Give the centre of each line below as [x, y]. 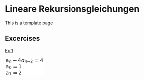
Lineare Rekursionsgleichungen [72, 9]
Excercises [23, 39]
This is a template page [29, 23]
